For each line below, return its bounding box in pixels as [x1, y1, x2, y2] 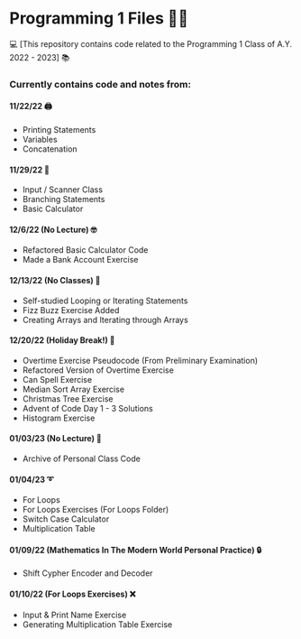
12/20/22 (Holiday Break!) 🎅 [9, 335, 115, 346]
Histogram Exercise [22, 412, 96, 423]
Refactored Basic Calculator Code [22, 245, 149, 255]
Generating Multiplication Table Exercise [22, 618, 173, 630]
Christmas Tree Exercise [22, 393, 114, 404]
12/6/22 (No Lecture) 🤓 [9, 224, 97, 235]
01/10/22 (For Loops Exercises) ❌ [9, 588, 136, 599]
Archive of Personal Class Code [22, 453, 141, 464]
